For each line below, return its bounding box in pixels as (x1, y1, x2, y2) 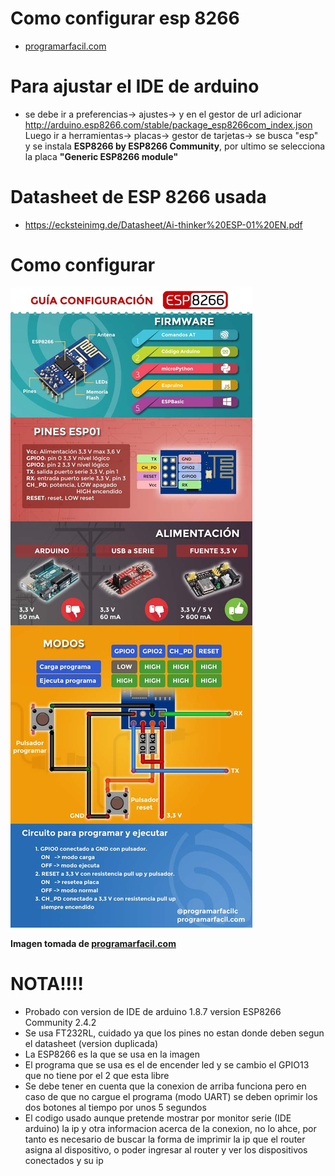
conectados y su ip (24, 1154, 104, 1166)
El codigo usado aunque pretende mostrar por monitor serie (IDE (24, 1112, 292, 1124)
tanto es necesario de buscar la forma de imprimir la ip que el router (24, 1133, 306, 1145)
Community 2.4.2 (24, 1016, 97, 1028)
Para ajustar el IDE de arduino (10, 75, 260, 98)
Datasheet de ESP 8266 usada (10, 186, 267, 209)
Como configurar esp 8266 (10, 7, 240, 30)
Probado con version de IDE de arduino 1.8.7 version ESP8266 (24, 1005, 282, 1017)
